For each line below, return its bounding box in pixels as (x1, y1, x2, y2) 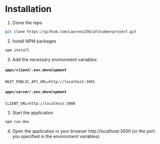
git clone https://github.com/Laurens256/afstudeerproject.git (5, 29, 137, 34)
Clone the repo (12, 20, 43, 26)
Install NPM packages (12, 38, 56, 44)
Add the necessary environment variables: (12, 57, 98, 62)
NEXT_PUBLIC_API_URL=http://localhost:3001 (5, 79, 95, 84)
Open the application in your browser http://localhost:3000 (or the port (12, 128, 155, 134)
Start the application (12, 110, 53, 115)
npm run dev (5, 119, 29, 124)
